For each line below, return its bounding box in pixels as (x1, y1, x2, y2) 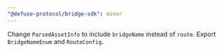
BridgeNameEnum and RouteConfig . (7, 37, 104, 46)
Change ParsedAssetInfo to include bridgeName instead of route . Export (7, 30, 216, 38)
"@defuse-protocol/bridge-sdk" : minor (7, 10, 123, 18)
